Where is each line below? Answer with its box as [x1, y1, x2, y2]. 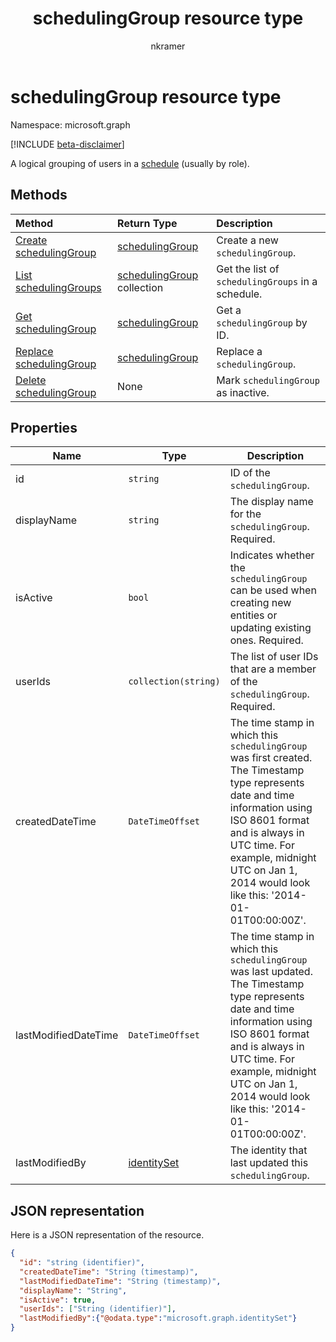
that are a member [229, 662, 317, 676]
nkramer [150, 40, 186, 52]
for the [229, 507, 262, 521]
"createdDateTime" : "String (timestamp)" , [19, 1267, 199, 1277]
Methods [10, 187, 68, 204]
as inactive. [216, 385, 270, 399]
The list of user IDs [229, 650, 319, 664]
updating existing [229, 621, 312, 635]
